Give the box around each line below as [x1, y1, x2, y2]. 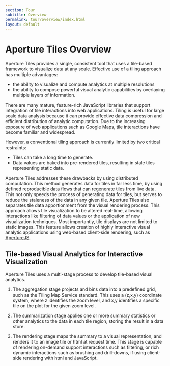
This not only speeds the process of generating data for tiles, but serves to [5, 191, 162, 198]
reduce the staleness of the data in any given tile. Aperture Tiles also [5, 197, 150, 203]
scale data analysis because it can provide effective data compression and [5, 113, 162, 119]
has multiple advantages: [5, 71, 58, 78]
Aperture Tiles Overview [5, 44, 111, 55]
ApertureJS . [5, 235, 31, 241]
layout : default [5, 21, 40, 27]
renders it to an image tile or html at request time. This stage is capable [12, 339, 162, 345]
